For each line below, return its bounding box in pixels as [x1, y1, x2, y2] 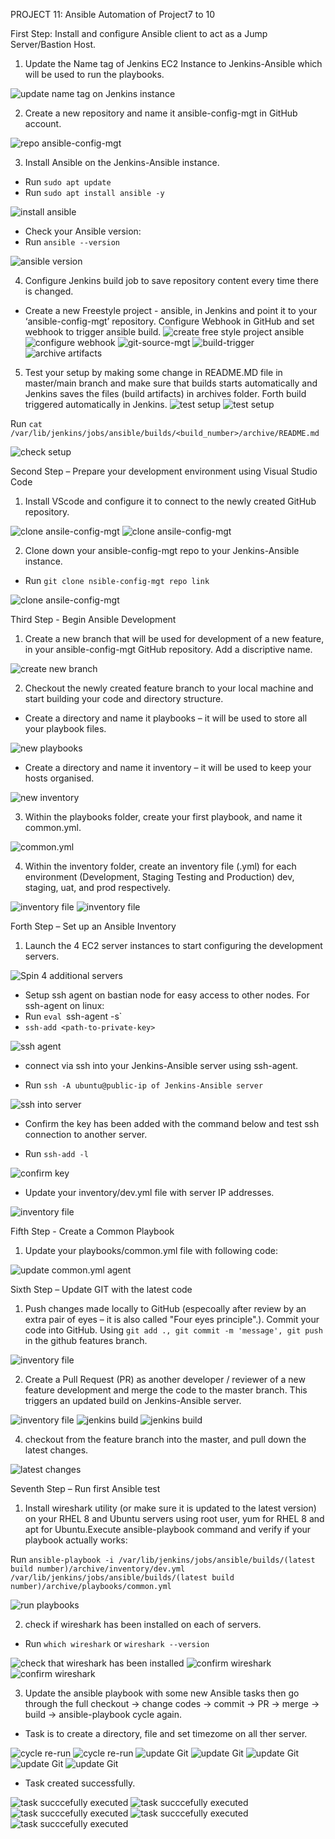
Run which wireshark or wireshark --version [24, 1638, 210, 1649]
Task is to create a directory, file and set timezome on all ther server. [24, 1728, 308, 1739]
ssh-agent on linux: [24, 1000, 105, 1011]
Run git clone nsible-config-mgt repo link [24, 575, 210, 586]
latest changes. [24, 1444, 89, 1456]
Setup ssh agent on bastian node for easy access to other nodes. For [24, 989, 310, 1001]
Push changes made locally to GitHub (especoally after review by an [24, 1303, 307, 1314]
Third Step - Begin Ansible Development [10, 614, 177, 625]
